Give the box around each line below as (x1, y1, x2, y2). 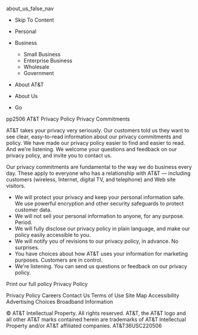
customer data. (14, 206, 52, 213)
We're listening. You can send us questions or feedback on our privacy (14, 263, 187, 269)
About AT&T (14, 81, 44, 88)
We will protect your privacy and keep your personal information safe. (14, 194, 185, 200)
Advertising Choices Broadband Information (6, 298, 113, 305)
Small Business (23, 51, 61, 58)
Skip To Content (14, 17, 54, 23)
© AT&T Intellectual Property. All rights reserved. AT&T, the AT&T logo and (6, 310, 186, 317)
